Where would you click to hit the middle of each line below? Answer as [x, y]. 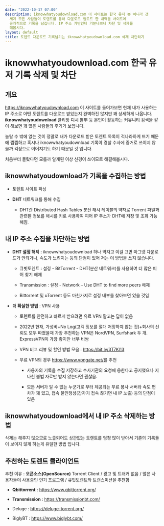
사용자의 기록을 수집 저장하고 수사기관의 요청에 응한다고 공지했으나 [90, 370]
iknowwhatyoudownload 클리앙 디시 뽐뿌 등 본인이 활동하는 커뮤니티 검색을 [79, 120]
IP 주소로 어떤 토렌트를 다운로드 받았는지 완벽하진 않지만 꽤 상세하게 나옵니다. [79, 113]
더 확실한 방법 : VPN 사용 [36, 305]
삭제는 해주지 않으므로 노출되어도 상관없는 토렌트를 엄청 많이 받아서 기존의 [76, 438]
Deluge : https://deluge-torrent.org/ [48, 509]
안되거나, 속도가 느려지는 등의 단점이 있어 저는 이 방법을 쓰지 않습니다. [88, 258]
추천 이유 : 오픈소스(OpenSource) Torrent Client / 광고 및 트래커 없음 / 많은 [78, 474]
